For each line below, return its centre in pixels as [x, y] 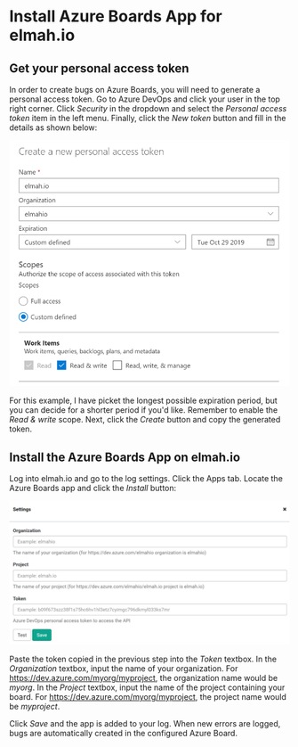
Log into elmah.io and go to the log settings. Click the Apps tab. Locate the [146, 479]
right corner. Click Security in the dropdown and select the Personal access [148, 108]
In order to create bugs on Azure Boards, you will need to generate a [135, 90]
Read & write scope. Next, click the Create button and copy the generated [145, 420]
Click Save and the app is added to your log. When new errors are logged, [145, 723]
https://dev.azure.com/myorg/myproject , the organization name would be [144, 677]
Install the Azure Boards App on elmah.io [125, 457]
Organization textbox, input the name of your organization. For [124, 668]
